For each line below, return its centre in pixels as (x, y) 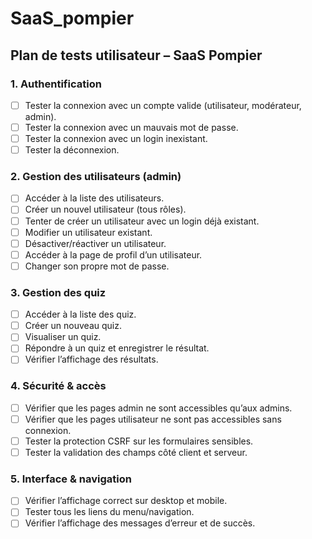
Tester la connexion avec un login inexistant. (116, 138)
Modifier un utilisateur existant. (88, 232)
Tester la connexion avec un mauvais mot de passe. (131, 127)
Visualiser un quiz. (63, 337)
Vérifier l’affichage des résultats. (91, 359)
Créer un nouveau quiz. (73, 326)
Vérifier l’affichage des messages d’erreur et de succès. (140, 523)
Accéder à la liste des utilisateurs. (94, 198)
